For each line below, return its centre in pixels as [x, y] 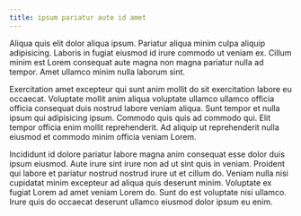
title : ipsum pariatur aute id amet [78, 17]
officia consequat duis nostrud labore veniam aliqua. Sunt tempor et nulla [145, 108]
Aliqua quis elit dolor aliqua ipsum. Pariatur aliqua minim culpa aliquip [137, 43]
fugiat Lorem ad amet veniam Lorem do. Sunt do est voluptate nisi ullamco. [148, 192]
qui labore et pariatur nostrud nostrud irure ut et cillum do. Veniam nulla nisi [149, 173]
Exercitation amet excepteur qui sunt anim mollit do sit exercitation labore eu [150, 89]
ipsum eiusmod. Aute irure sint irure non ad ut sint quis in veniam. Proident [147, 163]
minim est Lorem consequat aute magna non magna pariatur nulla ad [137, 62]
